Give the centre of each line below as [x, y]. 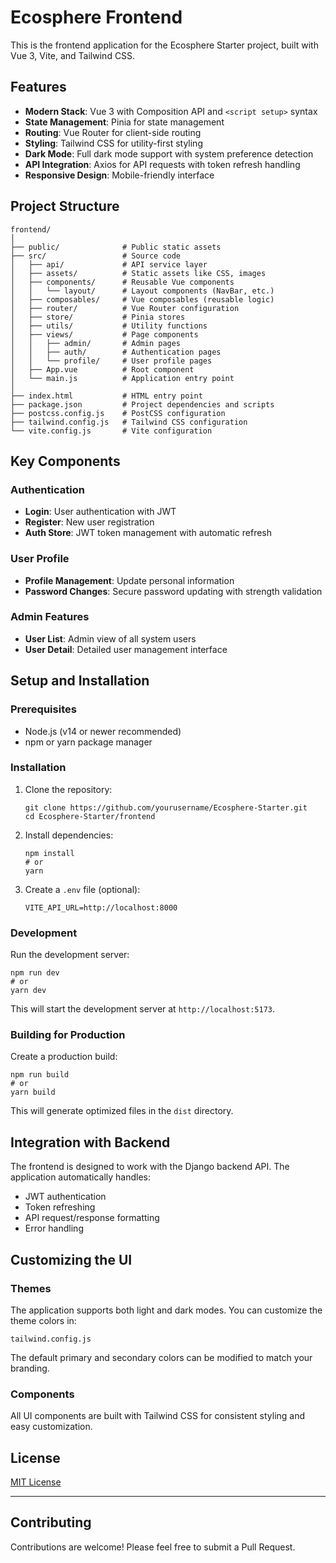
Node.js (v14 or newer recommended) [103, 731]
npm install [49, 853]
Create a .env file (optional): [82, 889]
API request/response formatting [92, 1218]
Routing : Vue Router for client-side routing [113, 132]
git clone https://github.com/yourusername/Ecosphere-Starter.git [166, 807]
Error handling [54, 1228]
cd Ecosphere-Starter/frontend [90, 816]
